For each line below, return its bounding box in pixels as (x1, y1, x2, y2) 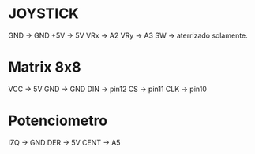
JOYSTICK (8, 5, 79, 23)
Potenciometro (8, 112, 108, 130)
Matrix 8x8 (8, 58, 81, 76)
